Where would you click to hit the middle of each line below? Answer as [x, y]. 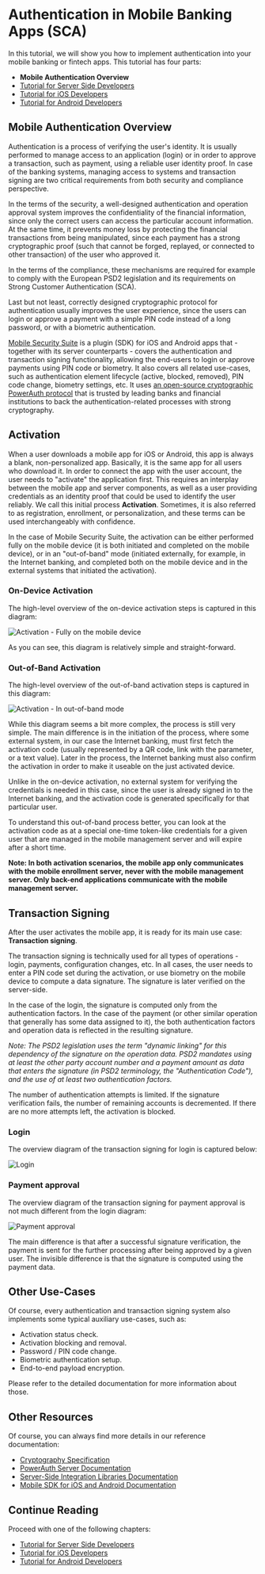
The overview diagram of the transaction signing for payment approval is [127, 1202]
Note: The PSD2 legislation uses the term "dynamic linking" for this [117, 1045]
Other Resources [51, 1417]
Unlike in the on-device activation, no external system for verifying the [123, 781]
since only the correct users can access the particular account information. [131, 220]
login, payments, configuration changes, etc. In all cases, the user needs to [131, 964]
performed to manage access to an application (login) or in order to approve [132, 155]
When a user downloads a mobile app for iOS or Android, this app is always [131, 454]
